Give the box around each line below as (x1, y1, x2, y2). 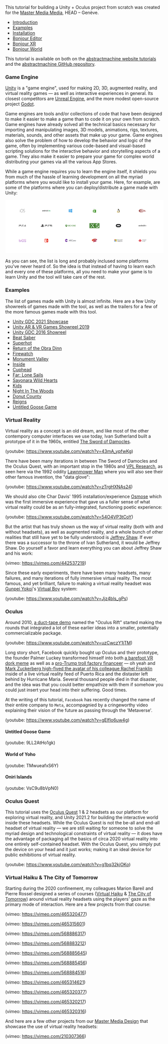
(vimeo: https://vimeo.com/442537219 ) (5, 560, 87, 566)
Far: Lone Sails (12, 372, 44, 378)
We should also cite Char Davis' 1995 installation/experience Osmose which (5, 493, 162, 499)
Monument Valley (12, 356, 49, 362)
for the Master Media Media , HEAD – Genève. (5, 10, 99, 16)
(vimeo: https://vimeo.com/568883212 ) (5, 941, 86, 947)
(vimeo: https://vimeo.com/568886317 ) (5, 930, 86, 936)
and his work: (5, 550, 34, 556)
